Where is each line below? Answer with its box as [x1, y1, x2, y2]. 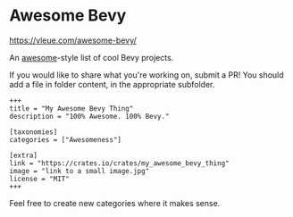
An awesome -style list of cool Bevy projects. [9, 52, 174, 63]
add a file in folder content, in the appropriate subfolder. [9, 79, 215, 89]
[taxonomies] [9, 127, 58, 137]
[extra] [9, 151, 38, 160]
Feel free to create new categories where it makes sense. [9, 197, 221, 208]
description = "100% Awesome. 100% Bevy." [9, 112, 170, 121]
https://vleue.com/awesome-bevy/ [9, 35, 137, 46]
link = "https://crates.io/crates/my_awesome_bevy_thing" [9, 158, 230, 168]
